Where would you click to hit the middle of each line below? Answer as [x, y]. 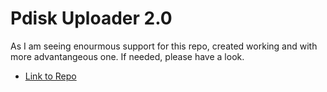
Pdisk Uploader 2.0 [91, 18]
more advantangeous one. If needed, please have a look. [127, 56]
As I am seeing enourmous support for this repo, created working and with [164, 46]
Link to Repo [50, 76]
